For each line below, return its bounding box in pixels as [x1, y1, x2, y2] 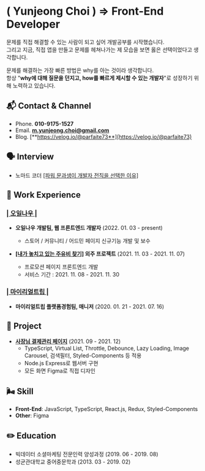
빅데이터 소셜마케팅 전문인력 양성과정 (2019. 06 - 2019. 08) [15, 450, 158, 458]
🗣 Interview [6, 152, 54, 162]
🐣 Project [6, 321, 42, 331]
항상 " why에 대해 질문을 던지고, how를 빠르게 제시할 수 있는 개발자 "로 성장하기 [6, 74, 193, 81]
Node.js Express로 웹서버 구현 [24, 360, 99, 367]
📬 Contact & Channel [6, 101, 92, 111]
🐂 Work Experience [6, 190, 81, 200]
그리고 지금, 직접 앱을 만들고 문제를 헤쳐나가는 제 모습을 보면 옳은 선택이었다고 [6, 46, 193, 53]
